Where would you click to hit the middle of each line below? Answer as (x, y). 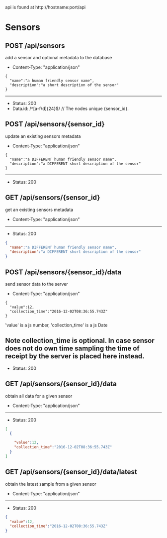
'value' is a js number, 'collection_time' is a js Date (56, 325)
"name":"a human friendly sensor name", (52, 81)
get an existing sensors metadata (39, 210)
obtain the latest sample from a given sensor (51, 484)
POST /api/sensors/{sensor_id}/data (63, 272)
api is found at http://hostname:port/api (45, 7)
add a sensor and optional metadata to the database (59, 57)
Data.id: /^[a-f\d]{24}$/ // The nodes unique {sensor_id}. (71, 108)
